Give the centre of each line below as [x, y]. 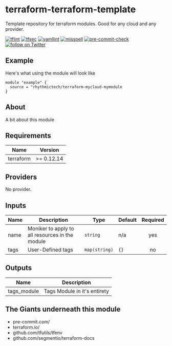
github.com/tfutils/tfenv [37, 333]
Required [153, 220]
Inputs [16, 206]
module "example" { [26, 82]
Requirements [28, 135]
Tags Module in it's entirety [76, 291]
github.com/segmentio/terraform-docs [53, 338]
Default [128, 220]
